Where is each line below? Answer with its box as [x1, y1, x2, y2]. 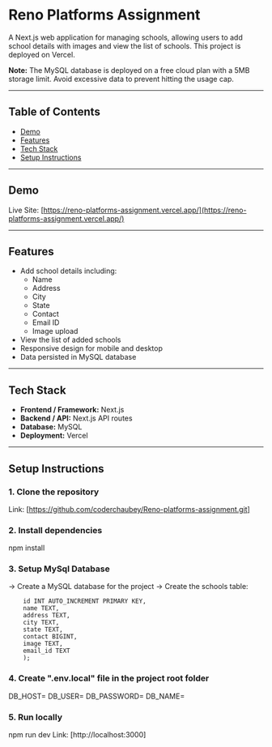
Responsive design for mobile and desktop [19, 344, 164, 353]
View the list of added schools [19, 335, 121, 345]
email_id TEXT [23, 647, 70, 655]
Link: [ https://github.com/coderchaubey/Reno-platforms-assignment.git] [8, 504, 251, 514]
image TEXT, [23, 640, 63, 648]
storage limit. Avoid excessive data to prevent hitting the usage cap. [8, 74, 235, 83]
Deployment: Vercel [19, 431, 88, 441]
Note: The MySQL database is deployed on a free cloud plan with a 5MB [8, 65, 250, 75]
